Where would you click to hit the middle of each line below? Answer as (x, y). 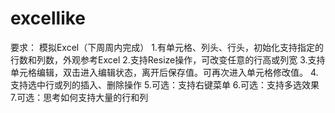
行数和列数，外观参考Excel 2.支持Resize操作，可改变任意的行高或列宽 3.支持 (168, 59)
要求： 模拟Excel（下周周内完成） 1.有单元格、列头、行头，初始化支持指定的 (167, 47)
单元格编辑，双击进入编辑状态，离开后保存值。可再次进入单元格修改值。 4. (164, 72)
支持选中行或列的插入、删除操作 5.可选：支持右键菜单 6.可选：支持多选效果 (165, 84)
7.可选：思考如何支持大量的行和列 (79, 97)
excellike (48, 18)
